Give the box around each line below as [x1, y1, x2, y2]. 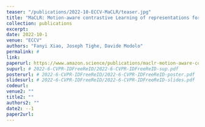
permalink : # [6, 49, 40, 55]
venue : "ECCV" [6, 37, 43, 43]
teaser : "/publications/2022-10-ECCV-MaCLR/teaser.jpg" [6, 9, 151, 15]
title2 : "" [6, 94, 34, 100]
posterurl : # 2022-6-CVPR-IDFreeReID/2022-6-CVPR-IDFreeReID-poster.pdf [6, 71, 195, 78]
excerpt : [6, 26, 29, 32]
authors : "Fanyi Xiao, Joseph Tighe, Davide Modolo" [6, 43, 143, 49]
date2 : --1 [6, 105, 34, 112]
